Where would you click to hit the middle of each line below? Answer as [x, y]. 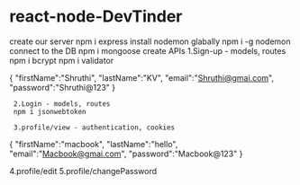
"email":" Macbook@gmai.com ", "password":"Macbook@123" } [126, 154]
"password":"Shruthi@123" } [63, 87]
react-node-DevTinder [96, 17]
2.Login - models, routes [62, 104]
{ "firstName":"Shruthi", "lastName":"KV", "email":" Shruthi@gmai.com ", [142, 77]
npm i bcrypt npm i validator [62, 60]
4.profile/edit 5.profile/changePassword [83, 171]
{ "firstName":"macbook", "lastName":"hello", [94, 144]
